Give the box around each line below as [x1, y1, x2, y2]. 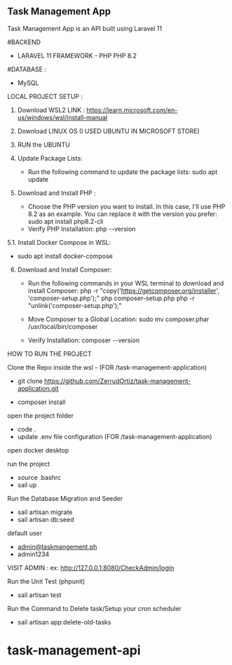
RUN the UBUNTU [17, 140, 70, 149]
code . [17, 424, 36, 434]
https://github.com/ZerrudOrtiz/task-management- [44, 377, 191, 385]
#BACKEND [7, 38, 41, 46]
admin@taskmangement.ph [17, 542, 97, 551]
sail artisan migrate [17, 508, 73, 516]
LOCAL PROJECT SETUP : [7, 92, 83, 100]
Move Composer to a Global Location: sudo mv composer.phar [27, 315, 210, 323]
